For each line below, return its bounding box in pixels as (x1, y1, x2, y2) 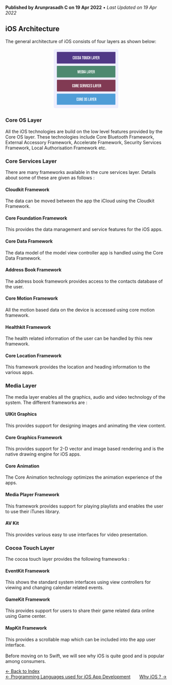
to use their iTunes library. (5, 508, 60, 515)
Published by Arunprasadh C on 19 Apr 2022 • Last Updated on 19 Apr (5, 5, 157, 10)
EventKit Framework (5, 567, 50, 574)
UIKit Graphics (5, 411, 37, 417)
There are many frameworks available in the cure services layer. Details (5, 169, 156, 175)
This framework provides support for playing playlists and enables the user (5, 503, 164, 509)
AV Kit (5, 520, 19, 526)
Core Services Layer (5, 158, 57, 165)
